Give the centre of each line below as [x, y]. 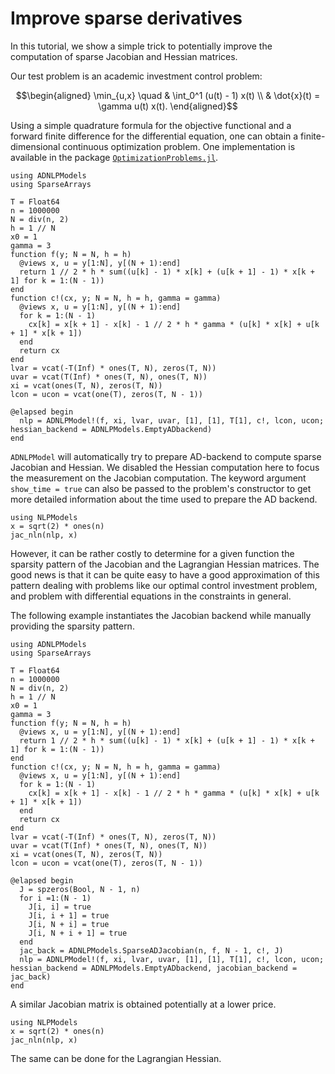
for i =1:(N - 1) [55, 898]
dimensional [35, 146]
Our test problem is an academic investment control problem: [136, 76]
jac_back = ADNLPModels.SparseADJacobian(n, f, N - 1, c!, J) [151, 950]
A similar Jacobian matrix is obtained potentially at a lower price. [143, 1004]
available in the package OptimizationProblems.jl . [114, 157]
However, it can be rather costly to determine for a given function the [152, 553]
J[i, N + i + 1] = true [78, 933]
